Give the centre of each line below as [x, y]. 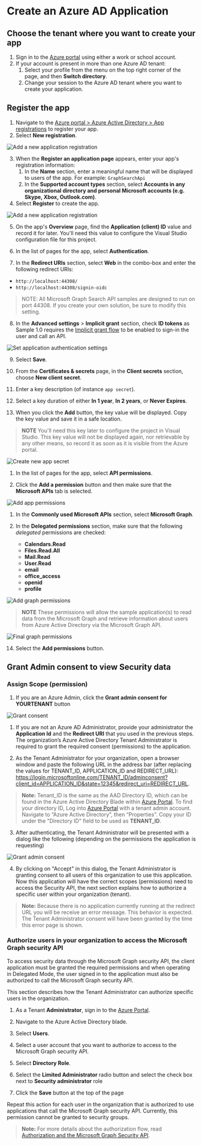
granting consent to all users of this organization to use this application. [104, 875]
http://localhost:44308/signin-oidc [61, 288]
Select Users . [32, 1033]
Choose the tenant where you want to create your [101, 33]
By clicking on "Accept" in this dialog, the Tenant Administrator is [96, 868]
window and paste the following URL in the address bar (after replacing [103, 764]
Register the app [38, 108]
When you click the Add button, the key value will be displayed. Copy [101, 412]
